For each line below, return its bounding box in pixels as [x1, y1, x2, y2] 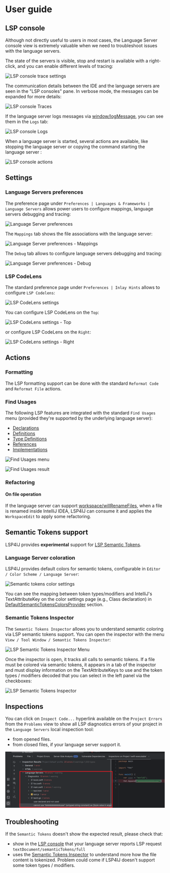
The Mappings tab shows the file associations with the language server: [5, 231, 153, 237]
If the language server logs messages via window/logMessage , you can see [5, 113, 163, 119]
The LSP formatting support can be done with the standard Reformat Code [5, 380, 159, 386]
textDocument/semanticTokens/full [12, 847, 86, 852]
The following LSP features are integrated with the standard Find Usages [5, 410, 156, 416]
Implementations [12, 446, 48, 452]
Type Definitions [12, 435, 47, 442]
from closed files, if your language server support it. [12, 742, 121, 748]
